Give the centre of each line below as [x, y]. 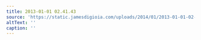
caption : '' [21, 28]
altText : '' [21, 22]
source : [16, 17]
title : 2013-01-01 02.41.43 [41, 11]
